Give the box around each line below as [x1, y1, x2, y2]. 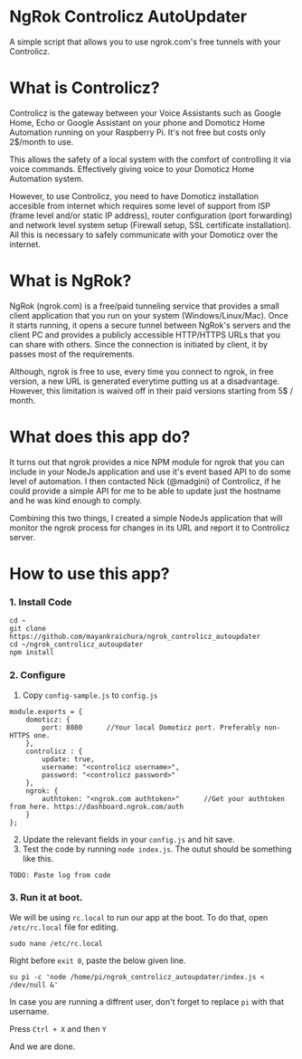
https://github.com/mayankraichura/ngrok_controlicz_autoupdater [9, 632, 260, 642]
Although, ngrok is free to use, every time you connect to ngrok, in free [9, 366, 274, 377]
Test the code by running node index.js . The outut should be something [22, 844, 292, 854]
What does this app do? [9, 427, 191, 447]
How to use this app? [9, 563, 170, 584]
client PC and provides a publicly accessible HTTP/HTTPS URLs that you [9, 329, 281, 340]
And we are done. [9, 1041, 76, 1052]
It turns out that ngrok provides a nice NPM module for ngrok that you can [9, 456, 285, 467]
